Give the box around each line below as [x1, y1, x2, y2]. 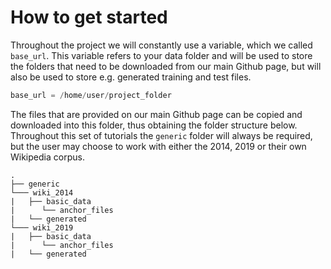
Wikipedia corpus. [10, 151, 85, 163]
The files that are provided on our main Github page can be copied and [10, 108, 303, 120]
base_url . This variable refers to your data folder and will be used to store [10, 49, 313, 61]
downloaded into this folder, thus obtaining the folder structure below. [10, 119, 298, 131]
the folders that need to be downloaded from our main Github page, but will [10, 60, 322, 72]
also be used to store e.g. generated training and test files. [10, 71, 252, 83]
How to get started [10, 6, 168, 29]
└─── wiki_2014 [10, 187, 74, 198]
